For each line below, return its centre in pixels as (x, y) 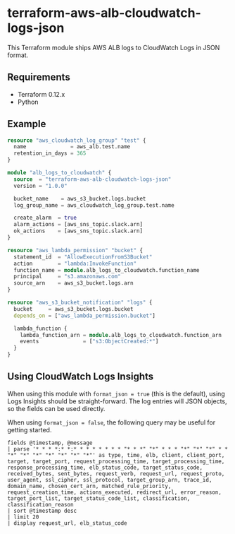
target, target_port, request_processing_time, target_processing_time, (116, 461)
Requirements (39, 77)
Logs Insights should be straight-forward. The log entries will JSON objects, (117, 401)
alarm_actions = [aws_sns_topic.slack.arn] (78, 225)
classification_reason (40, 504)
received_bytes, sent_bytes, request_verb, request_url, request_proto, (116, 474)
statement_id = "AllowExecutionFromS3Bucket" (83, 257)
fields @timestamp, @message (50, 443)
